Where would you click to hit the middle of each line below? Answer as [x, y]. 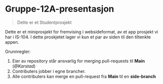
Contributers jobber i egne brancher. [49, 71]
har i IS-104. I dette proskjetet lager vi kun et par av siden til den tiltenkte [78, 37]
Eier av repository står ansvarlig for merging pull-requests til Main [78, 61]
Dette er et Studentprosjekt [44, 22]
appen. [12, 42]
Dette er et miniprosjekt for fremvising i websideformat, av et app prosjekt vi [82, 32]
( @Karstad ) [24, 66]
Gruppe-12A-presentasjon [60, 9]
